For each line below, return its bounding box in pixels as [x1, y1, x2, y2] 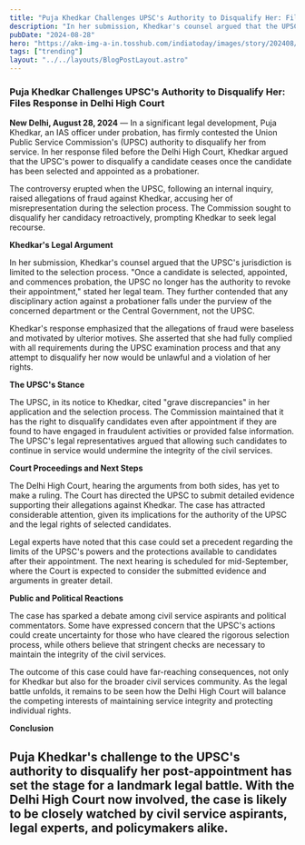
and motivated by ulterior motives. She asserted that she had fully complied [9, 333, 293, 343]
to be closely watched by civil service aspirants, [9, 806, 288, 821]
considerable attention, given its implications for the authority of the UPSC [9, 510, 288, 521]
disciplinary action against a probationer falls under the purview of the [9, 296, 272, 307]
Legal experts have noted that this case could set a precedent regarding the [9, 537, 293, 548]
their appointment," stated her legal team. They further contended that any [9, 286, 289, 297]
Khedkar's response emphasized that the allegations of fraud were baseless [9, 323, 295, 334]
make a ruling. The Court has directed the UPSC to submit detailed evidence [9, 490, 295, 501]
